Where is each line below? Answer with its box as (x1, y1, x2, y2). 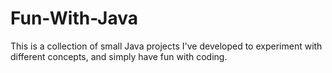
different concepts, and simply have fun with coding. (10, 50, 228, 62)
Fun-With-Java (10, 7, 138, 30)
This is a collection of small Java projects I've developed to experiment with (10, 40, 323, 52)
